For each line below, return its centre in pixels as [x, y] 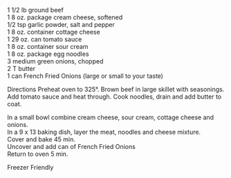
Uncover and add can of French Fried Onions [72, 147]
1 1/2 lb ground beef [35, 10]
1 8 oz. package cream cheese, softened [65, 17]
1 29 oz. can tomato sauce [45, 39]
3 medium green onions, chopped [55, 61]
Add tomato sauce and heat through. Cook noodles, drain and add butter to [114, 97]
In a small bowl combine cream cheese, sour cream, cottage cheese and [111, 117]
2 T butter [21, 69]
